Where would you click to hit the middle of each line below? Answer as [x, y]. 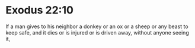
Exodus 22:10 [39, 10]
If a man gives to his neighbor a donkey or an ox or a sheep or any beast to [97, 26]
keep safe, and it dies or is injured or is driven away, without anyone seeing [97, 32]
